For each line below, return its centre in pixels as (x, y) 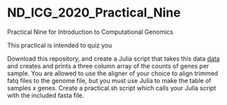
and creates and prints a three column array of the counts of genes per (108, 66)
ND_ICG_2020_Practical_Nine (94, 13)
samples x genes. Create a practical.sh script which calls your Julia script (111, 88)
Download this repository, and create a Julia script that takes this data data (113, 58)
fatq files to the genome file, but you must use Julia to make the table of (109, 80)
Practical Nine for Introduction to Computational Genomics (90, 32)
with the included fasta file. (46, 95)
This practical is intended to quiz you (60, 45)
